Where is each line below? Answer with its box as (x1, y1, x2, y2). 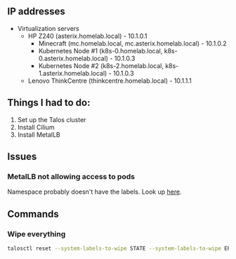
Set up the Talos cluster (17, 115, 86, 124)
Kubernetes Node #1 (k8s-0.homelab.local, (38, 46, 163, 55)
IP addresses (7, 6, 65, 18)
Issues (7, 151, 37, 163)
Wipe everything (7, 229, 66, 239)
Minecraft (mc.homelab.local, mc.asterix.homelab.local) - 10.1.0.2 (38, 39, 227, 48)
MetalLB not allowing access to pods (7, 171, 136, 181)
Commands (7, 208, 60, 220)
